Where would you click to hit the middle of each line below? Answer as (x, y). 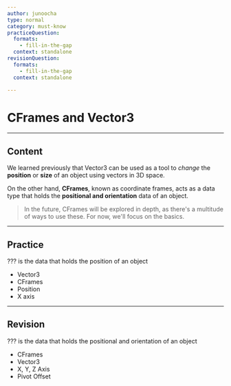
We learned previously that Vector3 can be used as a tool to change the (109, 168)
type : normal (26, 20)
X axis (26, 296)
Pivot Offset (34, 376)
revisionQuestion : (33, 58)
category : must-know (37, 26)
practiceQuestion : (33, 33)
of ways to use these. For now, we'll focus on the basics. (104, 217)
